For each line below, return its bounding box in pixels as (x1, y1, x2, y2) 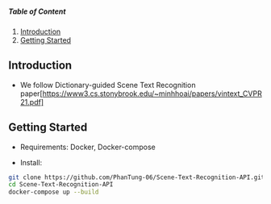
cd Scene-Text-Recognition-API (8, 181, 114, 189)
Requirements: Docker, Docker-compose (19, 142, 156, 152)
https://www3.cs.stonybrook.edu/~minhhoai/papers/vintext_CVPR (42, 89, 262, 98)
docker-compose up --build (8, 188, 99, 197)
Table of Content (8, 6, 66, 16)
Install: (19, 157, 43, 167)
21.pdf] (19, 97, 44, 106)
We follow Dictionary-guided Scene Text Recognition (19, 80, 196, 90)
